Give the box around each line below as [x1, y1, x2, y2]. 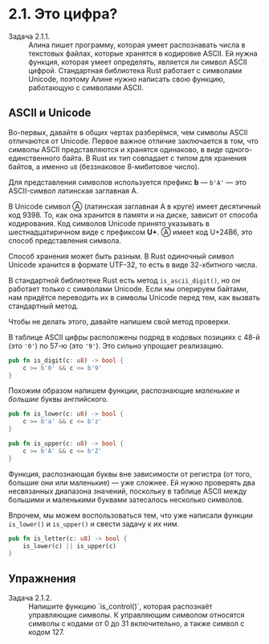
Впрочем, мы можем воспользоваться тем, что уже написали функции [8, 510, 253, 520]
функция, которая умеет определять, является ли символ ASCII [28, 57, 247, 67]
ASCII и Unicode [8, 106, 92, 120]
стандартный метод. [8, 301, 79, 311]
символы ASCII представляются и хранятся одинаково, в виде [8, 144, 223, 154]
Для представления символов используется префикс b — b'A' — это [8, 177, 247, 187]
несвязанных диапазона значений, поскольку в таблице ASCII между [8, 486, 247, 496]
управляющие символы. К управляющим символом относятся [28, 610, 245, 620]
